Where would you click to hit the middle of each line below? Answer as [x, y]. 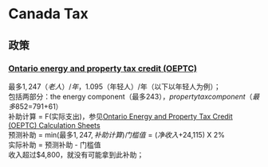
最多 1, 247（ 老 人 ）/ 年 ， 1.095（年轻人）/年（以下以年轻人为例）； [114, 86]
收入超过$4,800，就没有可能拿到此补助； [76, 154]
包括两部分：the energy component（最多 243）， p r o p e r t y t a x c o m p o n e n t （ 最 [134, 96]
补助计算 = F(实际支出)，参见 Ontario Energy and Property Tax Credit [120, 116]
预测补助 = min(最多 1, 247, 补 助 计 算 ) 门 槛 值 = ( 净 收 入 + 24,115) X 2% [116, 134]
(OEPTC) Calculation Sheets [55, 125]
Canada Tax [49, 14]
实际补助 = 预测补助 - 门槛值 [55, 145]
